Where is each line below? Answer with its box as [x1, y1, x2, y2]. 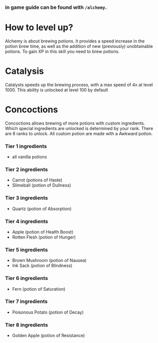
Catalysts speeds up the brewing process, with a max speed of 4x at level [5, 82, 153, 87]
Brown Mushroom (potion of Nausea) [12, 257, 87, 263]
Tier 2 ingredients [5, 166, 48, 172]
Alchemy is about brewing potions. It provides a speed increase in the [5, 38, 145, 44]
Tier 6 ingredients [5, 275, 48, 282]
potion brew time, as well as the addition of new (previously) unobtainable [5, 43, 153, 49]
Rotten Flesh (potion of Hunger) [12, 234, 76, 240]
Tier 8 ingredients [5, 322, 48, 328]
